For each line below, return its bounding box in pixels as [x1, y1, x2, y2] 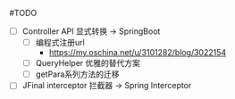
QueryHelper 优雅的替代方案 [35, 58, 141, 69]
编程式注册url [35, 37, 85, 48]
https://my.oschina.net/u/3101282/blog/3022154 [48, 47, 227, 58]
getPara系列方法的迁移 [35, 69, 120, 79]
